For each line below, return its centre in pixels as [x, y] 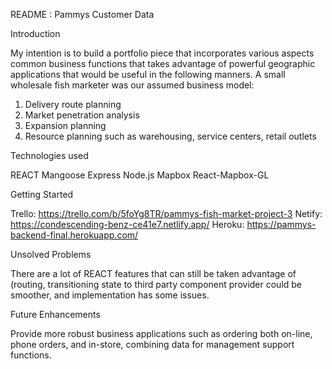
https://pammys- [281, 224]
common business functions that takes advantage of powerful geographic [163, 63]
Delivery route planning [73, 104]
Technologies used [49, 155]
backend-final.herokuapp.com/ [74, 235]
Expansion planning [65, 125]
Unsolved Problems [51, 254]
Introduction [35, 33]
